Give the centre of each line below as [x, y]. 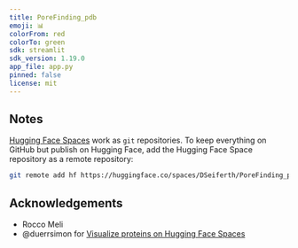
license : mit [33, 83]
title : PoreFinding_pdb [53, 17]
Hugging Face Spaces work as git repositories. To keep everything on [138, 140]
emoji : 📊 [27, 26]
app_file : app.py [41, 67]
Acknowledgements [66, 203]
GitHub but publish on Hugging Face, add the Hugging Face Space [131, 150]
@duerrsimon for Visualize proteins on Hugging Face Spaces [133, 234]
